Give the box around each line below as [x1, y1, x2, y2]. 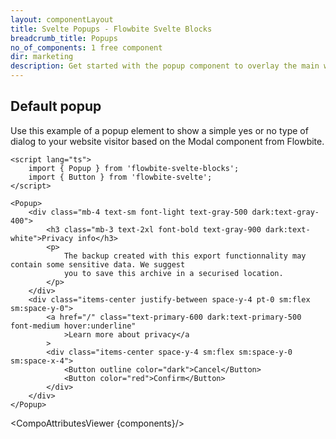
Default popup [10, 98, 102, 115]
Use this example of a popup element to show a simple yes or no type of [10, 124, 309, 136]
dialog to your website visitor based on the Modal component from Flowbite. [10, 135, 325, 147]
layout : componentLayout [10, 14, 114, 25]
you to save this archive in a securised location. [63, 268, 284, 278]
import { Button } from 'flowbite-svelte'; [28, 172, 213, 182]
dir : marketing [10, 52, 74, 62]
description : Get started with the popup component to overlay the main [10, 61, 320, 71]
